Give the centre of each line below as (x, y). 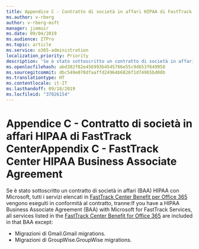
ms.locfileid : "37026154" (38, 94)
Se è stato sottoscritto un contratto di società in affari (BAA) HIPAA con (93, 190)
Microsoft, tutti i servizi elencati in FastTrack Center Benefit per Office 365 (97, 197)
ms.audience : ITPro (30, 39)
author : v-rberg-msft (33, 23)
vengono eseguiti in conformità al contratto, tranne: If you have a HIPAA (93, 203)
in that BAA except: (30, 222)
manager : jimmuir (28, 28)
